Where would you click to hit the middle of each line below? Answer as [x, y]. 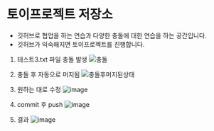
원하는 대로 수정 [39, 89]
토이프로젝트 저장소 [60, 15]
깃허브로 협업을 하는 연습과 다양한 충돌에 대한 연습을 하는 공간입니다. [112, 35]
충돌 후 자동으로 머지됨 [48, 74]
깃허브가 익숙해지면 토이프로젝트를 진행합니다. [81, 44]
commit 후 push [40, 104]
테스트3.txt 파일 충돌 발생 [52, 59]
